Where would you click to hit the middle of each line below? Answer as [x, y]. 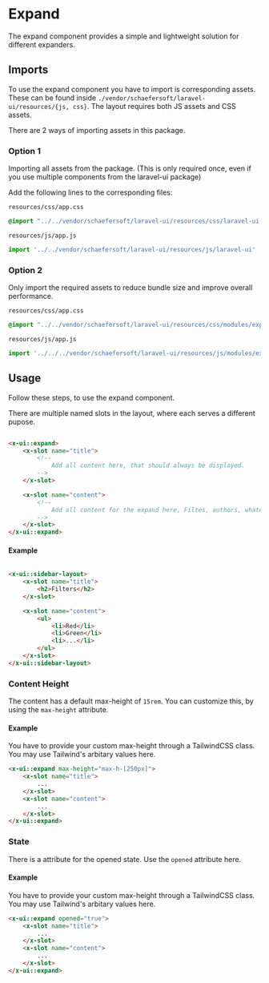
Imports [28, 70]
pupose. [22, 421]
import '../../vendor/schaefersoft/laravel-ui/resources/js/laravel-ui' [132, 249]
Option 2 [25, 270]
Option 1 [25, 151]
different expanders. [42, 44]
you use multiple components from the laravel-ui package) [105, 177]
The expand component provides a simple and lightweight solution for [124, 36]
